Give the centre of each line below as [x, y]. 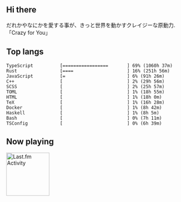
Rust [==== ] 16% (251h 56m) [88, 71]
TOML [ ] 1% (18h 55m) [85, 92]
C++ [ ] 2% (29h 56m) [85, 81]
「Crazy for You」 [28, 32]
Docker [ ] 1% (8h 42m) [84, 107]
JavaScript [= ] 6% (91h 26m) [85, 76]
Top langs [25, 52]
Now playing [30, 142]
